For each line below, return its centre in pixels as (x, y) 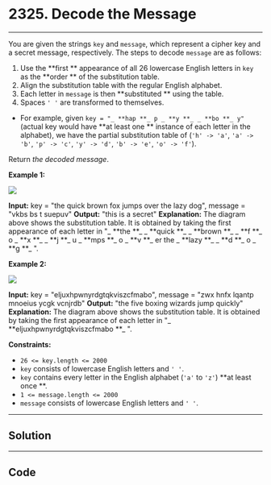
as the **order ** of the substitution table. (90, 77)
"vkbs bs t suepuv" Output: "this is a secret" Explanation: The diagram (127, 213)
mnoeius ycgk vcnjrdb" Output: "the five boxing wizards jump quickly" (126, 303)
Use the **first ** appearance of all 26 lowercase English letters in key (137, 68)
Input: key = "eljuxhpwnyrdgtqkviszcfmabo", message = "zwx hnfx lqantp (131, 294)
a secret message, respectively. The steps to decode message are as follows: (135, 52)
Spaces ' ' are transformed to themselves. (92, 102)
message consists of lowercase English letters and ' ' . (109, 403)
